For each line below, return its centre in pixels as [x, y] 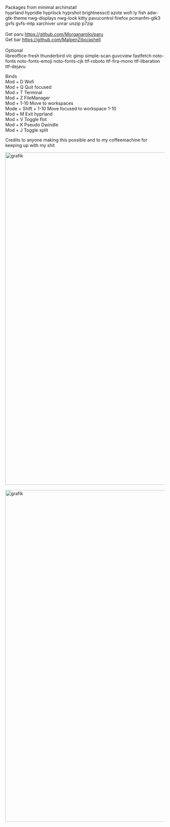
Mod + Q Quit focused [28, 87]
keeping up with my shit [30, 145]
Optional [14, 50]
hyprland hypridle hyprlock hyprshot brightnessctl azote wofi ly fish [76, 13]
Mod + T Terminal [24, 92]
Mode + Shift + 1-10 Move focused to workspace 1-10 [61, 109]
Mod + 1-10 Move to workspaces [39, 103]
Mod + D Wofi [20, 82]
